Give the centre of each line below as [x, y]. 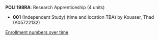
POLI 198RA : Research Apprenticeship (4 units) [55, 7]
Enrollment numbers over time [37, 32]
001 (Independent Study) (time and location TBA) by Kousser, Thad [83, 17]
